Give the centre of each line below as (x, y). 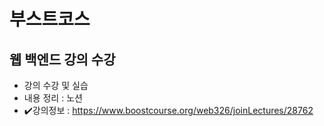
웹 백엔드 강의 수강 (62, 59)
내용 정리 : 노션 (53, 98)
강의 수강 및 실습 (56, 85)
